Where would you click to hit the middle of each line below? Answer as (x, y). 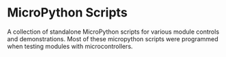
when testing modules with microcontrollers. (70, 46)
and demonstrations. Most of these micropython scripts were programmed (113, 38)
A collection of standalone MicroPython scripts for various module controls (113, 32)
